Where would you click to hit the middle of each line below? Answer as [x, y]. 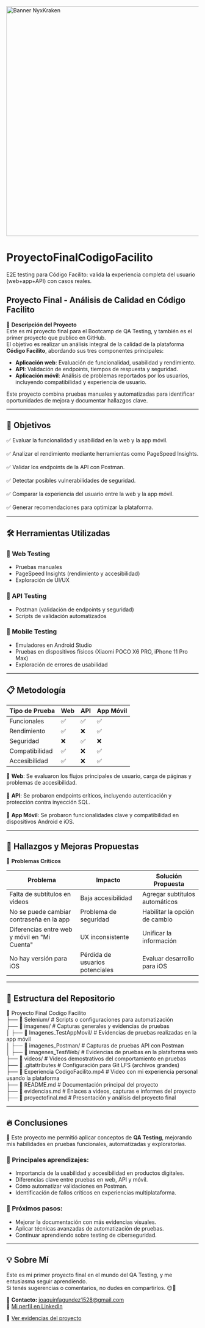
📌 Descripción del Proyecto [42, 325]
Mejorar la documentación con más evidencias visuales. [86, 1222]
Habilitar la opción [168, 912]
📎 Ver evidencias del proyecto [44, 1318]
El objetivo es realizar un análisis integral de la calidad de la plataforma [95, 344]
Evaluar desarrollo [168, 959]
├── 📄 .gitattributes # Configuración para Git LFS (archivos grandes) [93, 1065]
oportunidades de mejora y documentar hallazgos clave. [77, 400]
